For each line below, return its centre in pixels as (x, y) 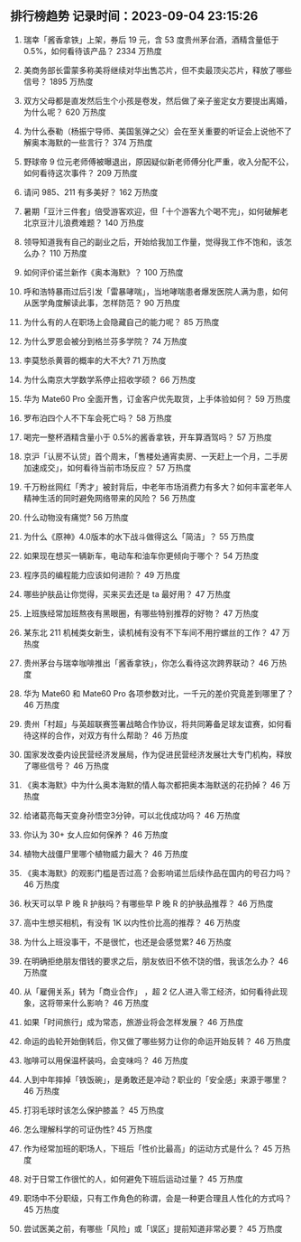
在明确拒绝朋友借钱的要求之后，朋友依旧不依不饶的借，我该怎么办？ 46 (156, 961)
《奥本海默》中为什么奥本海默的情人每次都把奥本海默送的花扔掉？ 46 (152, 785)
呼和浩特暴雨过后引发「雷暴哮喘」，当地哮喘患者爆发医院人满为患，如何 (155, 291)
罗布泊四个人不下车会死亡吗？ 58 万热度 (97, 417)
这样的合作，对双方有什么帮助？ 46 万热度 (109, 735)
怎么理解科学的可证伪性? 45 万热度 (88, 1129)
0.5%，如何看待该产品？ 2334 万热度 (92, 51)
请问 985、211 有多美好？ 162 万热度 (91, 191)
